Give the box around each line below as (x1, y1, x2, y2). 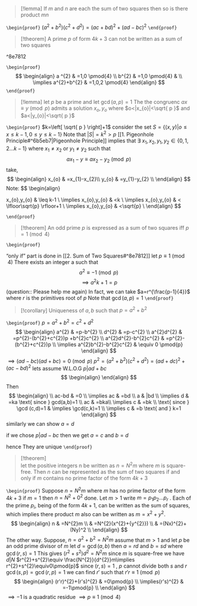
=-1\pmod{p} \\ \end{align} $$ (62, 584, 135, 591)
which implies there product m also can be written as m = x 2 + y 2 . (6, 510, 166, 517)
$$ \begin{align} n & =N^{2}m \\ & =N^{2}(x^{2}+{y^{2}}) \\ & (11, 520, 159, 527)
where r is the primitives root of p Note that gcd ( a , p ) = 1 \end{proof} (6, 294, 174, 301)
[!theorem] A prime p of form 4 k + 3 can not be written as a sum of (20, 35, 182, 42)
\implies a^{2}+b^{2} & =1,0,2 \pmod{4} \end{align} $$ (32, 79, 165, 86)
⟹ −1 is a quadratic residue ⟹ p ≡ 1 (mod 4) (8, 593, 121, 600)
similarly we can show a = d (6, 421, 75, 428)
